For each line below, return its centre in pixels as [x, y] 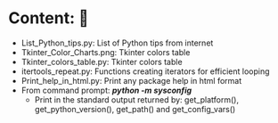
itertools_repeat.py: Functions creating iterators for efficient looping [145, 71]
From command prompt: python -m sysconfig [106, 90]
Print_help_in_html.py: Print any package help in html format [131, 80]
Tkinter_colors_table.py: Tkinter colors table [102, 61]
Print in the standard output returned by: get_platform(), [137, 99]
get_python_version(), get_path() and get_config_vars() [135, 109]
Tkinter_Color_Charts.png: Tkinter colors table [106, 52]
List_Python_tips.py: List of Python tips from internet [117, 43]
